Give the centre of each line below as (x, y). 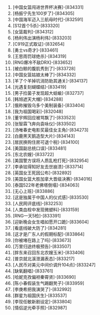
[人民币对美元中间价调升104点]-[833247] (54, 265)
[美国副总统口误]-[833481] (39, 148)
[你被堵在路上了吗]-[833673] (42, 240)
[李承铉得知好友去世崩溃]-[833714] (48, 167)
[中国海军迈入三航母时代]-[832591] (48, 19)
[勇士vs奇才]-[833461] (35, 50)
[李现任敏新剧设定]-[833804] (42, 302)
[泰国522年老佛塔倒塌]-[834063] (46, 185)
